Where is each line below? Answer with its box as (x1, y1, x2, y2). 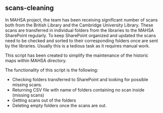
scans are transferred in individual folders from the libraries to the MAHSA (5, 27, 154, 33)
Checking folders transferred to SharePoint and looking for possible (12, 76, 148, 82)
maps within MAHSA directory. (5, 57, 67, 63)
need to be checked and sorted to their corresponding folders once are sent (5, 38, 158, 44)
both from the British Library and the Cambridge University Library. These (5, 22, 154, 28)
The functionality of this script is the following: (5, 67, 99, 73)
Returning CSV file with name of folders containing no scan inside (12, 87, 145, 92)
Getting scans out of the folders (12, 97, 77, 103)
